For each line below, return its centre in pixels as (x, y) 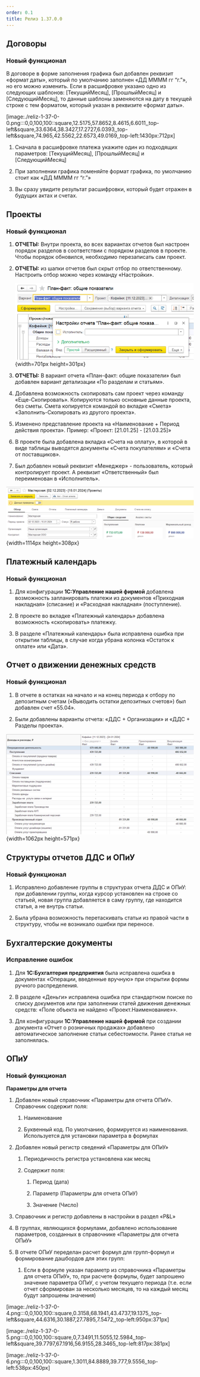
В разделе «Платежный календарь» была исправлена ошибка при (99, 634)
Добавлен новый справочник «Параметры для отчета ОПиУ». (93, 1100)
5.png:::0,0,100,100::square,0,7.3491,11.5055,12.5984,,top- (76, 1337)
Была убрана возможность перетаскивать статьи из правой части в (102, 918)
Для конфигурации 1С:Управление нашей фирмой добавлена (94, 592)
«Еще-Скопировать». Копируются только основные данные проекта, (103, 400)
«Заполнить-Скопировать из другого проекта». (75, 412)
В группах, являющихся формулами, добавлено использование (96, 1228)
